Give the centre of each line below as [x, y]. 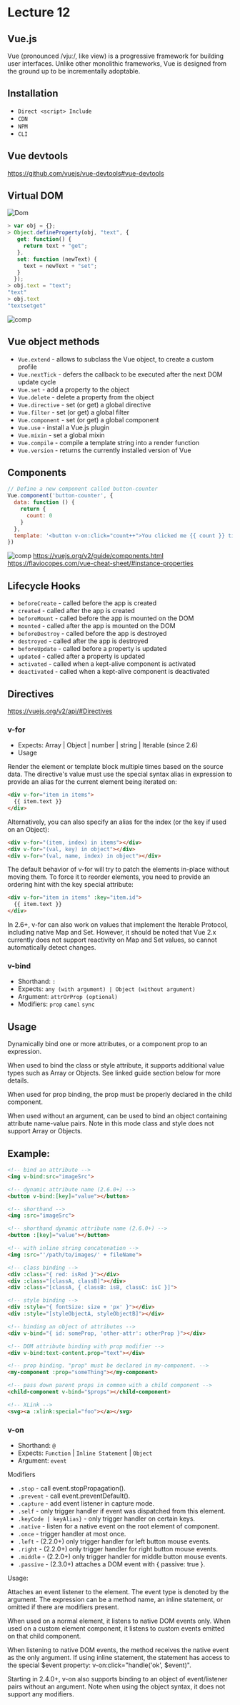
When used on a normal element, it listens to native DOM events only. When [119, 1621]
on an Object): [29, 829]
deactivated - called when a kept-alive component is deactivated [114, 672]
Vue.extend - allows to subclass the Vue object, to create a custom [116, 359]
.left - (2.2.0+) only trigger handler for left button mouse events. [114, 1541]
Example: [29, 1154]
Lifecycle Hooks [44, 586]
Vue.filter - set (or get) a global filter [74, 412]
